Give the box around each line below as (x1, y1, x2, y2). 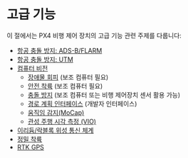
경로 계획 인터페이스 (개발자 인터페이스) (27, 99, 137, 108)
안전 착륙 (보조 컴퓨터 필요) (27, 81, 103, 90)
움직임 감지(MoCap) (27, 108, 85, 117)
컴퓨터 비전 (16, 64, 48, 72)
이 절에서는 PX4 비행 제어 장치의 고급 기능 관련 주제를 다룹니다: (6, 31, 182, 40)
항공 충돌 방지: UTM (16, 55, 74, 64)
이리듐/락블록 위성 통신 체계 (16, 125, 94, 135)
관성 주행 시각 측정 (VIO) (27, 117, 97, 125)
